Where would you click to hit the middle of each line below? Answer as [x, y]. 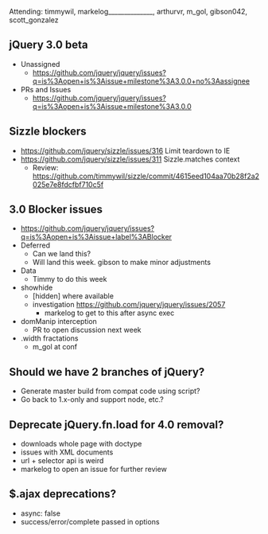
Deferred [35, 245]
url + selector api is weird [62, 461]
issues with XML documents [67, 452]
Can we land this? [62, 254]
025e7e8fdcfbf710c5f [68, 184]
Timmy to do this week [70, 279]
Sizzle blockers [48, 132]
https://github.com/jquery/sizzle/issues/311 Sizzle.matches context [130, 159]
